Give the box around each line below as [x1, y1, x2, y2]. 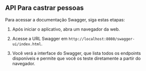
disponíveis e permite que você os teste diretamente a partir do [12, 55, 141, 61]
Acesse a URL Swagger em [12, 35, 68, 41]
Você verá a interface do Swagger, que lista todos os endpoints [12, 50, 141, 56]
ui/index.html [12, 41, 41, 47]
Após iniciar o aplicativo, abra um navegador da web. [12, 26, 120, 32]
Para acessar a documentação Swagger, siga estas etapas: [5, 17, 125, 22]
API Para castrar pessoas [5, 4, 84, 12]
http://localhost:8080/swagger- [68, 36, 135, 41]
